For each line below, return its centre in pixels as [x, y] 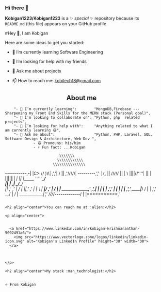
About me [81, 98]
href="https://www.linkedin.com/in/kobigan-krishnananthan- [78, 229]
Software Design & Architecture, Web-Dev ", [51, 139]
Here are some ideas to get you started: [45, 43]
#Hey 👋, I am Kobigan [27, 33]
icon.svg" [15, 241]
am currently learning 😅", [33, 130]
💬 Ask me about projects [37, 71]
